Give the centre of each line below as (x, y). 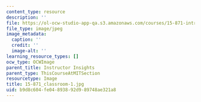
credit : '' (25, 46)
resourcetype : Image (32, 79)
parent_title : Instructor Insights (51, 67)
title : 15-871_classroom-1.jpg (45, 85)
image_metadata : (26, 34)
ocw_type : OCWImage (31, 62)
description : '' (26, 17)
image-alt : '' (29, 51)
